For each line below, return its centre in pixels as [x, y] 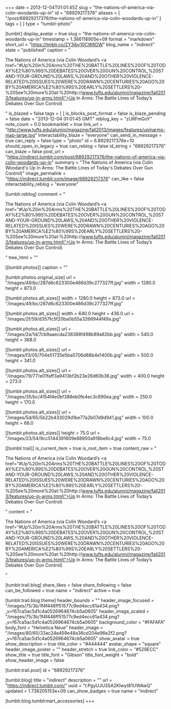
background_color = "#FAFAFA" [132, 622]
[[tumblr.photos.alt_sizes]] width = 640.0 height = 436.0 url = [70, 314]
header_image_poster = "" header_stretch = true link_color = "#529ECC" [82, 649]
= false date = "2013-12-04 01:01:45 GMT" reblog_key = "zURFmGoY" [79, 119]
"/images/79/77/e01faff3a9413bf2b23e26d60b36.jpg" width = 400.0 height [85, 376]
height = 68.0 [19, 423]
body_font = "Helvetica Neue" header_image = [54, 628]
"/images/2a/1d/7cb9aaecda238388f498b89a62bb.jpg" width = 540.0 [79, 334]
